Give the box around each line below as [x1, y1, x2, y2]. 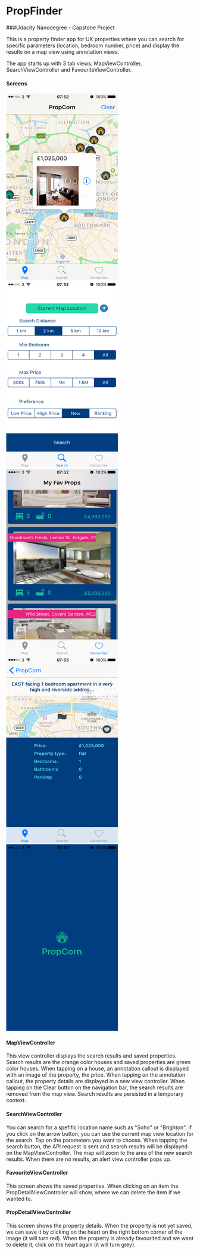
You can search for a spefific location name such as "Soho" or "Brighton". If [6, 1124, 192, 1131]
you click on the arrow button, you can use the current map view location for [6, 1130, 194, 1137]
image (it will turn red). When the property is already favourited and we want [6, 1234, 194, 1241]
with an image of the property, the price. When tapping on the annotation [6, 1071, 186, 1078]
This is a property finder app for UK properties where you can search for [6, 35, 185, 42]
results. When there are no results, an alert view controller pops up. [6, 1155, 171, 1163]
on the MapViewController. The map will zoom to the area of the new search [6, 1149, 193, 1156]
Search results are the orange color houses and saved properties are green [6, 1059, 191, 1066]
